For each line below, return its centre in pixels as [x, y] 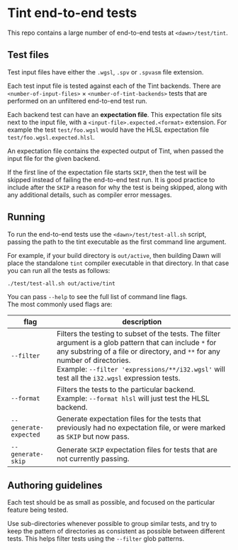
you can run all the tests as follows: [59, 270]
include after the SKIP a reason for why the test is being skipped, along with [118, 187]
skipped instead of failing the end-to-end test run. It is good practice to [111, 179]
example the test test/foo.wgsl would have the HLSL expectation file [108, 130]
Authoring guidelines [55, 485]
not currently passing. [93, 459]
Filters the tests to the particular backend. [126, 389]
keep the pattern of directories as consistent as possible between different [116, 531]
